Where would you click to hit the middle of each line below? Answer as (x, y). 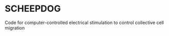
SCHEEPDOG (33, 9)
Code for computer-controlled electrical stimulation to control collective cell (84, 22)
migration (15, 27)
